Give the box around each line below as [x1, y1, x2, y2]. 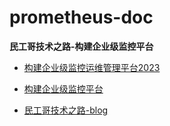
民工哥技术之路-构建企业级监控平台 [9, 40, 154, 52]
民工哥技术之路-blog [23, 104, 109, 116]
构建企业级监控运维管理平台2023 [23, 61, 161, 73]
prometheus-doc [9, 6, 154, 29]
